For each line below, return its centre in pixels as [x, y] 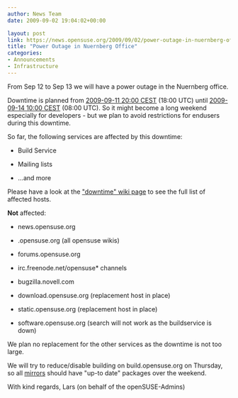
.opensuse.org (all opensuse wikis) [69, 240]
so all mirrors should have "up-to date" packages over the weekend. [107, 372]
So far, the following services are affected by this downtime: [95, 136]
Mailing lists [35, 164]
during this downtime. [39, 123]
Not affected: [27, 213]
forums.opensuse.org [49, 254]
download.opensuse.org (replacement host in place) [94, 295]
